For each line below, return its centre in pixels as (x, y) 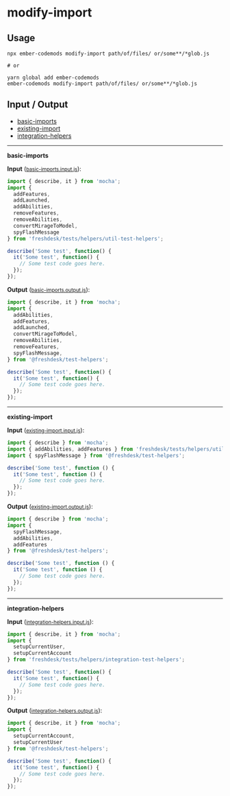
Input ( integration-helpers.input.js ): (50, 621)
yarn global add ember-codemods (53, 77)
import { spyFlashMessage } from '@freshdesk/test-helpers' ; (96, 455)
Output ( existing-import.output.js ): (50, 507)
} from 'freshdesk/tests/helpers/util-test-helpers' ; (86, 239)
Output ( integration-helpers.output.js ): (55, 710)
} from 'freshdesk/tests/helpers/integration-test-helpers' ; (96, 660)
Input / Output (38, 105)
